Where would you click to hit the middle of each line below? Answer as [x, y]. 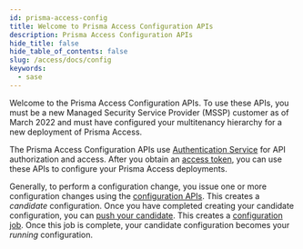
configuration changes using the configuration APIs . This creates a [135, 195]
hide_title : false [44, 43]
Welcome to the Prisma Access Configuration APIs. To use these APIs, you [149, 103]
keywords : [28, 69]
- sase [30, 77]
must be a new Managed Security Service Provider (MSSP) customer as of [149, 112]
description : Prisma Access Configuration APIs [101, 35]
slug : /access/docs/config [61, 60]
